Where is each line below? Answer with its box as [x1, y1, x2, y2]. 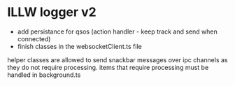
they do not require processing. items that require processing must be [7, 63, 209, 71]
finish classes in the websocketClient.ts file [17, 42, 142, 50]
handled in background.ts [7, 71, 81, 79]
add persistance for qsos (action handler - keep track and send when [17, 27, 218, 36]
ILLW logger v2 [7, 4, 97, 20]
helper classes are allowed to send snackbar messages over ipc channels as [7, 55, 228, 64]
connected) [17, 34, 51, 43]
